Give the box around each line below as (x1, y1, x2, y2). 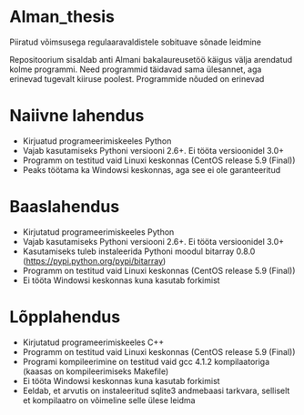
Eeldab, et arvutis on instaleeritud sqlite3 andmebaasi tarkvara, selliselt (22, 385, 290, 396)
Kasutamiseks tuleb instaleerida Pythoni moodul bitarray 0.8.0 (22, 246, 256, 257)
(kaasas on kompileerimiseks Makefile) (22, 366, 169, 377)
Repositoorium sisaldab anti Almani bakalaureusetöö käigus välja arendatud (9, 54, 293, 65)
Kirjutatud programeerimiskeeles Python (22, 226, 175, 238)
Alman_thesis (9, 6, 116, 27)
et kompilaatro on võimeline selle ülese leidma (22, 394, 196, 406)
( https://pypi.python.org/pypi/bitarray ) (22, 255, 167, 266)
